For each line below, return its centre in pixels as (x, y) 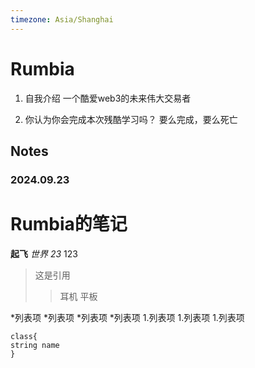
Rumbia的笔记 (69, 224)
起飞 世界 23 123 (44, 253)
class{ (24, 336)
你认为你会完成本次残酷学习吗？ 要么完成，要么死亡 (131, 119)
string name (35, 345)
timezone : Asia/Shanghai (62, 19)
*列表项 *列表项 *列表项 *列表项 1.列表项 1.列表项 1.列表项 (127, 317)
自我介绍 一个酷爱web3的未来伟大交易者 (108, 98)
